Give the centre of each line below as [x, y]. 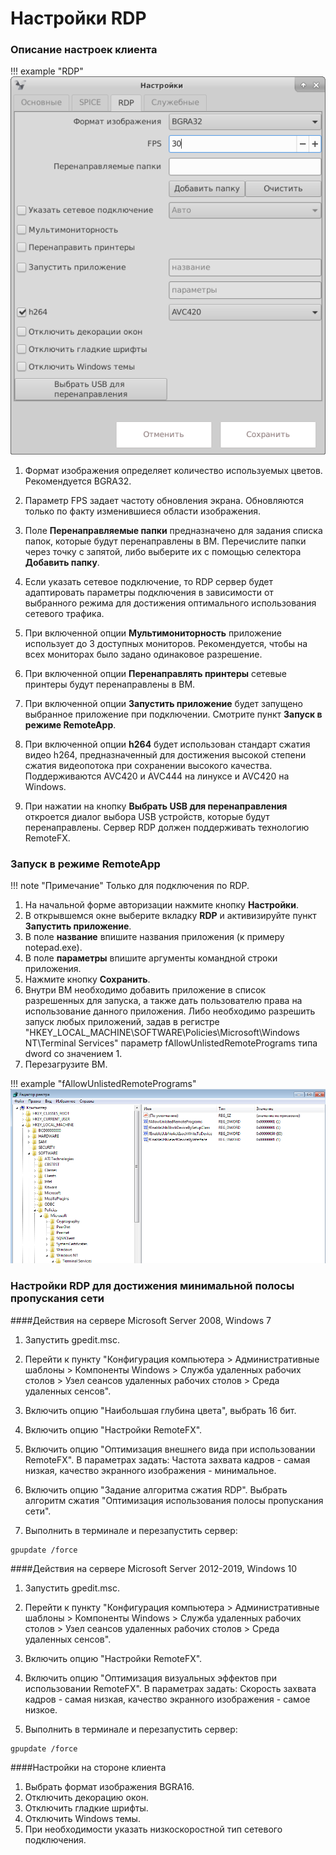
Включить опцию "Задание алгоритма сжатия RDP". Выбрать [156, 1489]
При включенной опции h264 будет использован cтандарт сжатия [167, 744]
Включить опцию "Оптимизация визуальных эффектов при [150, 1678]
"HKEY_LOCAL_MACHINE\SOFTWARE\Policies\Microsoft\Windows [162, 1033]
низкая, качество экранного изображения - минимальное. [150, 1470]
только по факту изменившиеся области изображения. [143, 511]
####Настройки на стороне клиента [88, 1767]
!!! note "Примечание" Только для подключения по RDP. [130, 886]
